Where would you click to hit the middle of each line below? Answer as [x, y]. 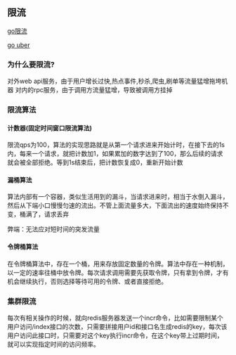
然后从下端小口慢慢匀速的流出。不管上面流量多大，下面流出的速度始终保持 [115, 205]
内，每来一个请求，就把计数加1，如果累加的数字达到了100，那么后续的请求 [115, 154]
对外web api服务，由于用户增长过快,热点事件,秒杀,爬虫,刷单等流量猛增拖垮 [114, 81]
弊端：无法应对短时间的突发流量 [53, 229]
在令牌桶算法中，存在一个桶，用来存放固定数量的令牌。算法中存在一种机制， [118, 264]
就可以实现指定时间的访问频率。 [53, 344]
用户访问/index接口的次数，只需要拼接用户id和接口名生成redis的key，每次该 [117, 326]
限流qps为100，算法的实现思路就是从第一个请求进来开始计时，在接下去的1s [116, 145]
